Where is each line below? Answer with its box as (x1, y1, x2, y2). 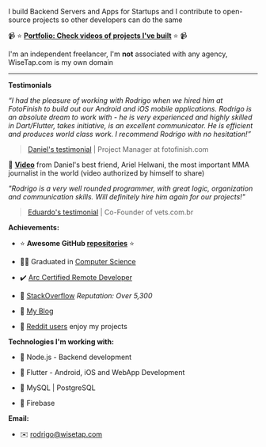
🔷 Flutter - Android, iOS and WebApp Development (19, 368, 185, 377)
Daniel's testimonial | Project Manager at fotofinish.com (27, 145, 209, 153)
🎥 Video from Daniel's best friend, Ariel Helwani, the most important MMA (8, 160, 249, 169)
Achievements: (8, 223, 59, 232)
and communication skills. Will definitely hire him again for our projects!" (8, 192, 245, 201)
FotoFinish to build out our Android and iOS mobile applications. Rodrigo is (8, 104, 252, 113)
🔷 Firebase (19, 399, 55, 407)
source (8, 15, 32, 25)
